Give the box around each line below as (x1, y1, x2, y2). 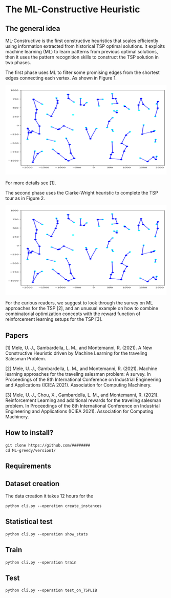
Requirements (5, 462, 51, 471)
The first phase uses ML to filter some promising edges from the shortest (5, 69, 160, 75)
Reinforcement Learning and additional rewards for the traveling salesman (5, 397, 162, 403)
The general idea (5, 24, 60, 33)
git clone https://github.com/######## (5, 442, 91, 448)
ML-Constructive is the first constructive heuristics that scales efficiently (5, 37, 159, 44)
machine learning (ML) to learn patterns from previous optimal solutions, (5, 49, 158, 54)
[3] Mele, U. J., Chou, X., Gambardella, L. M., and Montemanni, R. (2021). (5, 392, 159, 398)
